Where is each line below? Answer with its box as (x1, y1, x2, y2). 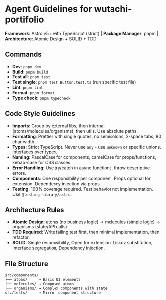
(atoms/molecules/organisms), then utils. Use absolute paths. (12, 128, 138, 134)
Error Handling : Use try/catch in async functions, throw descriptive (12, 165, 150, 171)
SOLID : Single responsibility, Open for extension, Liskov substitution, (12, 240, 153, 246)
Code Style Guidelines (5, 109, 75, 118)
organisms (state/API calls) (12, 224, 68, 230)
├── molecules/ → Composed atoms (5, 282, 74, 287)
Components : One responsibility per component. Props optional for (12, 175, 151, 181)
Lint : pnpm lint (12, 84, 43, 90)
